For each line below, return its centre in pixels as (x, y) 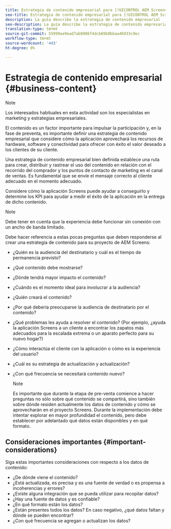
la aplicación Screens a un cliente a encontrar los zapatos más (78, 328)
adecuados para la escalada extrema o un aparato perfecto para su (83, 333)
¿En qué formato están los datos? (48, 505)
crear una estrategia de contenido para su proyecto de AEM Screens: (78, 242)
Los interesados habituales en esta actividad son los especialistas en (78, 112)
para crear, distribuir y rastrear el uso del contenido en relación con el (78, 165)
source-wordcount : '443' (32, 43)
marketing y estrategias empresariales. (46, 118)
